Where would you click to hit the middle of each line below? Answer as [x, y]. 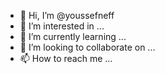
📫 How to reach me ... [66, 58]
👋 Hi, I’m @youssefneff [67, 15]
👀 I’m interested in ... [62, 26]
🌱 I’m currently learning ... [73, 36]
